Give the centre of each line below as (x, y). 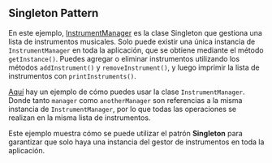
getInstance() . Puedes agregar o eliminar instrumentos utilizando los (124, 58)
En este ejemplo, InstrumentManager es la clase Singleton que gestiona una (135, 32)
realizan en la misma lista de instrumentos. (80, 118)
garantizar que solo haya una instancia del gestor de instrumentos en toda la (136, 142)
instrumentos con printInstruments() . (72, 75)
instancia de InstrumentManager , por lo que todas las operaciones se (123, 109)
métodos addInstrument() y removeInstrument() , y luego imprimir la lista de (134, 67)
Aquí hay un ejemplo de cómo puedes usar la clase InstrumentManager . (127, 92)
